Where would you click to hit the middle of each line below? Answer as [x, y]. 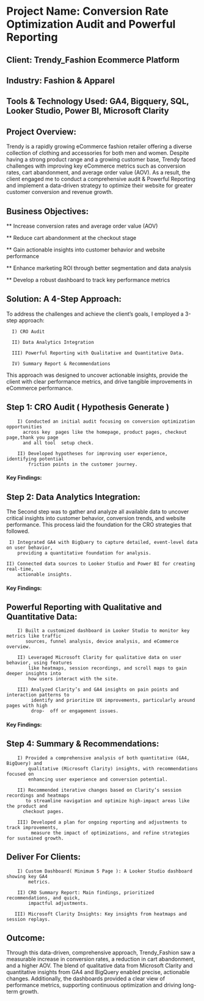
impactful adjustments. [58, 903]
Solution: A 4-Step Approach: [64, 299]
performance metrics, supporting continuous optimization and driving [94, 985]
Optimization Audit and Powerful [91, 24]
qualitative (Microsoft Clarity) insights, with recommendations [113, 768]
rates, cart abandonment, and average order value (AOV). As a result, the [98, 173]
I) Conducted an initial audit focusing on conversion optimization [106, 421]
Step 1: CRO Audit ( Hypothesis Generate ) [88, 407]
